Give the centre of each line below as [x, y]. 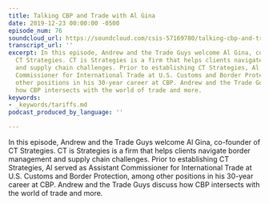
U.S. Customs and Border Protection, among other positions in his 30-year [131, 176]
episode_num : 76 [35, 30]
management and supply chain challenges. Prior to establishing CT [119, 159]
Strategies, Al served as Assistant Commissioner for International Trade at [130, 168]
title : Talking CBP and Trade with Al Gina [82, 16]
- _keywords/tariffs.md [48, 105]
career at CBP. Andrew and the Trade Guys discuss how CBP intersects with [134, 184]
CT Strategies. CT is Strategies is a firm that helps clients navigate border [129, 150]
